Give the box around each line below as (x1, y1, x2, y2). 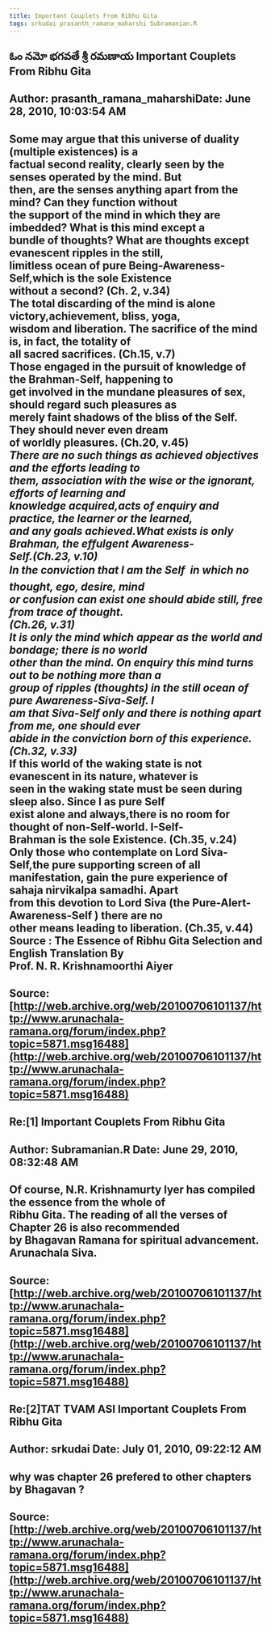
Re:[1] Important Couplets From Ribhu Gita (9, 1115, 226, 1129)
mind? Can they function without (9, 195, 178, 209)
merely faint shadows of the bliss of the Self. (9, 410, 238, 424)
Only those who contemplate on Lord (9, 845, 199, 859)
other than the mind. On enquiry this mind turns (9, 655, 254, 669)
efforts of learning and (9, 486, 126, 500)
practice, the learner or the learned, (9, 511, 193, 525)
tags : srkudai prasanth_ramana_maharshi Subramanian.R (9, 19, 198, 28)
